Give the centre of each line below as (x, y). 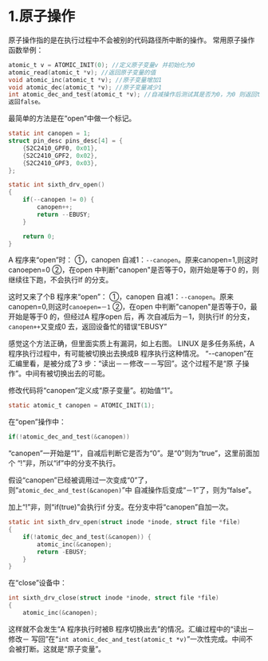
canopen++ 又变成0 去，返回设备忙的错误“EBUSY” (88, 327)
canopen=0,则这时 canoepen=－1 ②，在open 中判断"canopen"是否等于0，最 (133, 307)
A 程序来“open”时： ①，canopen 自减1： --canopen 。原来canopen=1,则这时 (133, 260)
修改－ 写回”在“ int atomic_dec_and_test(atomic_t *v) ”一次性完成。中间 (127, 639)
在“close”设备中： (38, 583)
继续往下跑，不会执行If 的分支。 (61, 280)
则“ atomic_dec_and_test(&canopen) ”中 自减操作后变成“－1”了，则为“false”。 (132, 490)
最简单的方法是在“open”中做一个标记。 (72, 118)
